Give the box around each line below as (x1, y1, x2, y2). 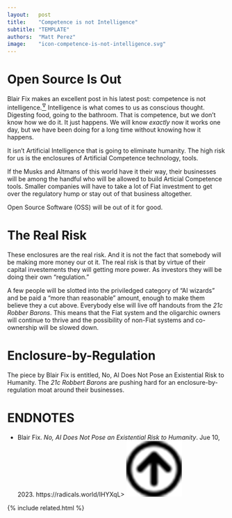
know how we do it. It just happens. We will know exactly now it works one (7, 118, 221, 126)
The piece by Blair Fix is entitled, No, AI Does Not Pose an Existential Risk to (7, 370, 224, 379)
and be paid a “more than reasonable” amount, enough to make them (7, 294, 205, 302)
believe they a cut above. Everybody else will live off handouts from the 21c (7, 300, 224, 310)
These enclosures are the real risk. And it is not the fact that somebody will (7, 250, 222, 259)
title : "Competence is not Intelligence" (7, 18, 138, 26)
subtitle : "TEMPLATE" (7, 26, 70, 33)
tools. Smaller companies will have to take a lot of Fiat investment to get (7, 182, 213, 190)
